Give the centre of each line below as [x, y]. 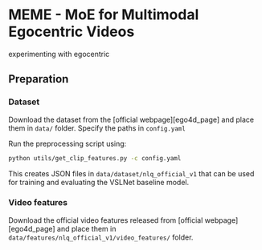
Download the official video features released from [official [106, 220]
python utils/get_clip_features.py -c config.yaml [95, 158]
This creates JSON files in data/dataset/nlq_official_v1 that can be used [131, 173]
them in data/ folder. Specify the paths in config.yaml [97, 128]
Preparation [39, 79]
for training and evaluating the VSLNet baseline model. [99, 182]
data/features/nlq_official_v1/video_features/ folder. [101, 237]
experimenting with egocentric [59, 54]
